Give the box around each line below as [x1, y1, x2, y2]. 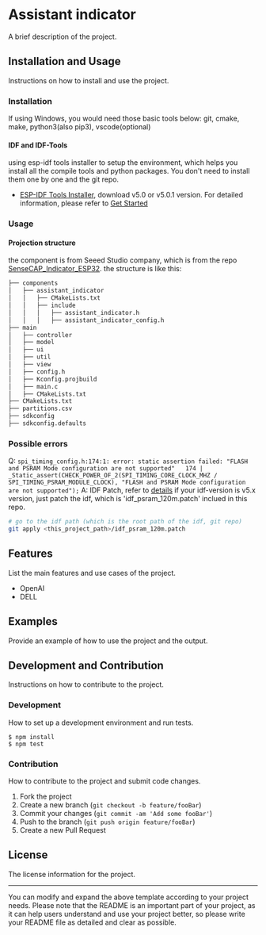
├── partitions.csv [8, 404, 73, 413]
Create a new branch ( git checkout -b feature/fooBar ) [19, 799, 202, 810]
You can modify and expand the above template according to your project [8, 892, 249, 902]
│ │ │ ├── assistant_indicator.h [8, 308, 140, 316]
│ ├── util [8, 353, 51, 362]
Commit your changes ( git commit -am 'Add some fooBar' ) [19, 808, 213, 818]
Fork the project [19, 791, 73, 801]
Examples [8, 615, 58, 628]
